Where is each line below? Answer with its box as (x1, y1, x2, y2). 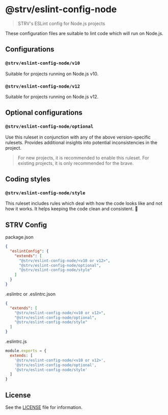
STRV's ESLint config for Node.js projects (17, 20, 105, 26)
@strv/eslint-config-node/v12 (5, 83, 80, 89)
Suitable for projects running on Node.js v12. (5, 93, 99, 100)
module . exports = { (5, 348, 47, 353)
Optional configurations (5, 108, 83, 117)
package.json (5, 234, 34, 240)
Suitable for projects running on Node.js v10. (5, 70, 99, 77)
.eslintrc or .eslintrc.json (5, 291, 56, 297)
